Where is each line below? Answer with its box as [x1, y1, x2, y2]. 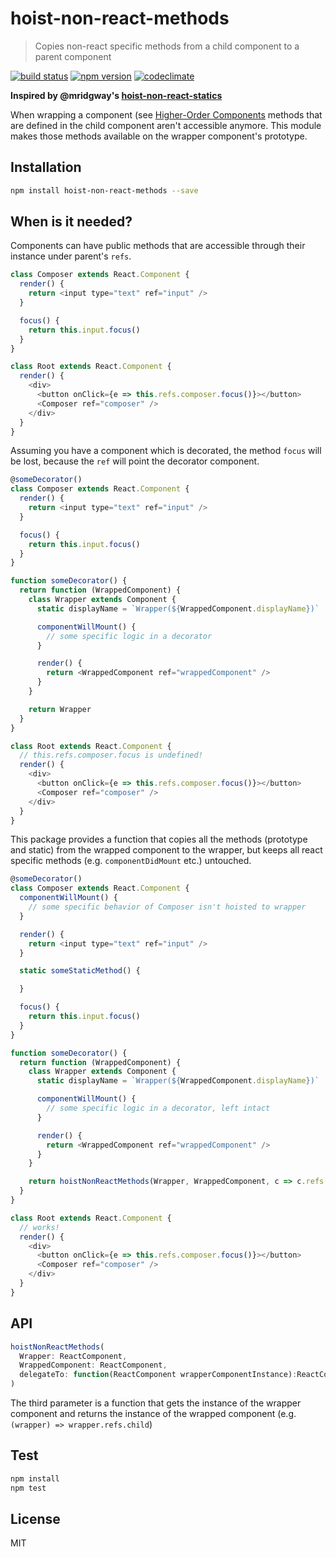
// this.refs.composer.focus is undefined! [19, 750, 203, 761]
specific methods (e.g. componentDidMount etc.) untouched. [10, 855, 252, 867]
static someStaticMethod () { [19, 966, 141, 976]
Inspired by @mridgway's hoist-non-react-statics [10, 89, 223, 101]
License [10, 1510, 61, 1527]
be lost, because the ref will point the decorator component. [10, 455, 260, 467]
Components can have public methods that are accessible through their [10, 240, 306, 252]
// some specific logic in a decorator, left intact [46, 1103, 271, 1114]
